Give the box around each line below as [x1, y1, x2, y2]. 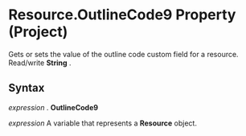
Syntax [8, 81, 45, 95]
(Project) [8, 23, 68, 41]
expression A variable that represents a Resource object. [8, 118, 197, 128]
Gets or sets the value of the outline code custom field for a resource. [8, 49, 239, 59]
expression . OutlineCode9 [8, 102, 99, 112]
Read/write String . [8, 58, 72, 68]
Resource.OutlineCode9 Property [8, 6, 236, 24]
